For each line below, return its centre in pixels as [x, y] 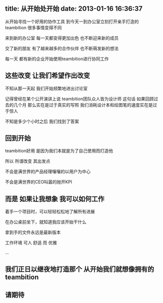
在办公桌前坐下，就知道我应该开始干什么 [46, 222]
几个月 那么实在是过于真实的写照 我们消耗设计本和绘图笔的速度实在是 [83, 105]
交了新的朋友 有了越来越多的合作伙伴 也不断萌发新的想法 [62, 48]
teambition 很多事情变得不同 [33, 27]
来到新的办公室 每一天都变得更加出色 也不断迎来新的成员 [62, 38]
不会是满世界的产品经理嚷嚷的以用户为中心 [48, 172]
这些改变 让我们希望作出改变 [48, 76]
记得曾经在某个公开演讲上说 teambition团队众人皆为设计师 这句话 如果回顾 [80, 99]
